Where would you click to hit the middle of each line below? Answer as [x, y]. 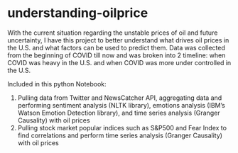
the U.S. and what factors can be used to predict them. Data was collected [116, 47]
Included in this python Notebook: [57, 84]
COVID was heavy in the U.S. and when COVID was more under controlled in [119, 62]
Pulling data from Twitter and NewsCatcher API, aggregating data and [120, 98]
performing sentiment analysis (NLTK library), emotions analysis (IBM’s [121, 105]
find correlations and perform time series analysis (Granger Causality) [120, 135]
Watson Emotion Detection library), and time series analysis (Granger [119, 113]
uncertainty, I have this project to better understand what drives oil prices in [118, 40]
